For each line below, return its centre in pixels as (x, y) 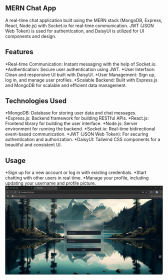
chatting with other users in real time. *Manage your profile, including (77, 178)
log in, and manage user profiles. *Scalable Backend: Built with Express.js (81, 80)
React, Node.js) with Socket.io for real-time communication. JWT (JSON (79, 25)
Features (19, 52)
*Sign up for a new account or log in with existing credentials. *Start (76, 172)
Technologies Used (36, 101)
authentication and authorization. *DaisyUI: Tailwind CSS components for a (83, 139)
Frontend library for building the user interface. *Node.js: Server (71, 123)
